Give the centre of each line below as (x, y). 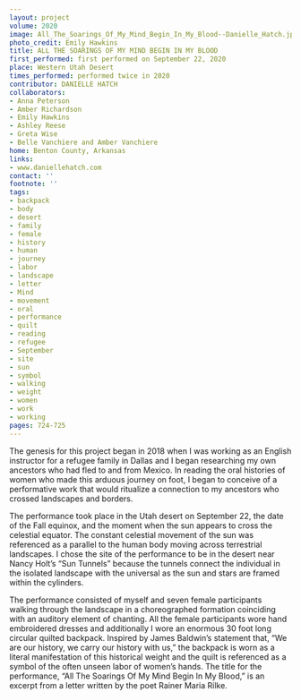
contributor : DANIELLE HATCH (64, 84)
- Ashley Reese (38, 126)
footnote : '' (34, 184)
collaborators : (38, 92)
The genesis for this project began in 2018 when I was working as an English (150, 451)
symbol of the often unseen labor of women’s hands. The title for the (136, 666)
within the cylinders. (47, 582)
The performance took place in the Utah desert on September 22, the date (146, 516)
